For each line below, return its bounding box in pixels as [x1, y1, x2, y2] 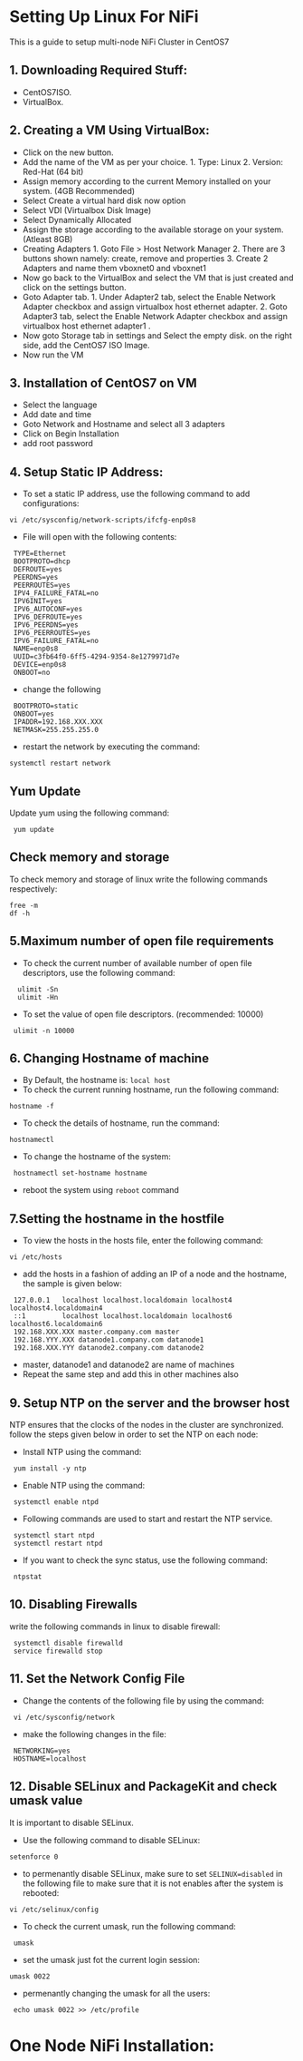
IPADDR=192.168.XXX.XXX [13, 718, 103, 727]
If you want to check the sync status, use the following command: [22, 1555, 269, 1566]
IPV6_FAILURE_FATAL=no [13, 637, 99, 646]
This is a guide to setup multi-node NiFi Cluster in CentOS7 [9, 36, 230, 47]
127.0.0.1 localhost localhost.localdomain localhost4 [13, 1295, 232, 1305]
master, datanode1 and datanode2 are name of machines [22, 1359, 235, 1371]
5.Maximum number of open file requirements [9, 933, 274, 949]
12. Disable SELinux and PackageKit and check [9, 1779, 278, 1794]
